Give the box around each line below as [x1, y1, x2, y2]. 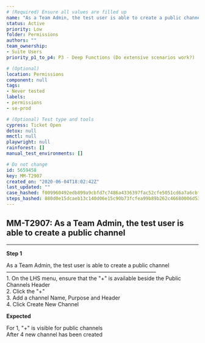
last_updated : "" [6, 184, 51, 190]
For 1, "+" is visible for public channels [6, 324, 103, 331]
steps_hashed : [6, 196, 43, 202]
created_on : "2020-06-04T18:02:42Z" [6, 179, 99, 185]
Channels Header [6, 281, 51, 288]
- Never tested [6, 88, 45, 95]
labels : [6, 94, 26, 100]
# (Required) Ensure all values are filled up [6, 9, 127, 15]
